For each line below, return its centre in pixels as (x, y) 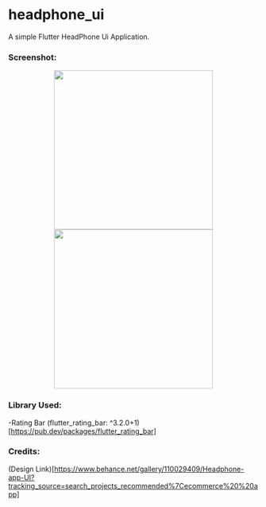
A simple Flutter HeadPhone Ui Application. (79, 37)
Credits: (24, 451)
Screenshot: (33, 57)
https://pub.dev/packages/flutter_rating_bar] (83, 431)
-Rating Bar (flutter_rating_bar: (58, 423)
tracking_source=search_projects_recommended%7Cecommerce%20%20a (133, 486)
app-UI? (21, 477)
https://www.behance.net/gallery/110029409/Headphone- (149, 469)
